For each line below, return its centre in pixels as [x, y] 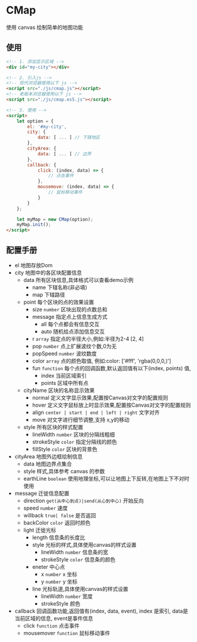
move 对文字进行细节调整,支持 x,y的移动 [81, 420]
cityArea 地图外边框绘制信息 [49, 456]
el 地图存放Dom [34, 265]
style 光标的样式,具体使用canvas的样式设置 [84, 544]
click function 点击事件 [51, 626]
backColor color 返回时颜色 [57, 523]
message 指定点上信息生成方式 [70, 317]
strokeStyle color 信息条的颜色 [78, 559]
